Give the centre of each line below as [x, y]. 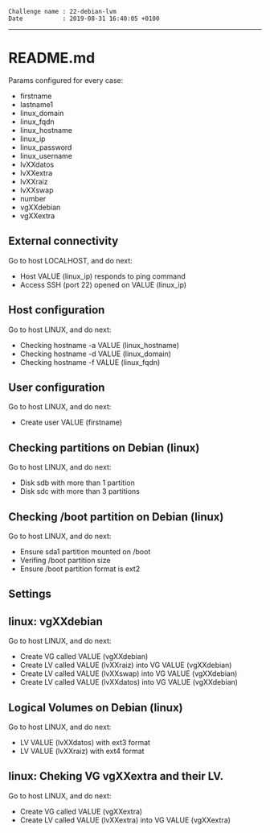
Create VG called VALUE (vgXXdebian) [84, 657]
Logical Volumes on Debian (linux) [96, 708]
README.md [52, 58]
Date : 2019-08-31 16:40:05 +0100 [84, 19]
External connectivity [63, 241]
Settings [30, 594]
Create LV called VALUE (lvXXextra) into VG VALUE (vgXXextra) [125, 820]
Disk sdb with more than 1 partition [77, 483]
